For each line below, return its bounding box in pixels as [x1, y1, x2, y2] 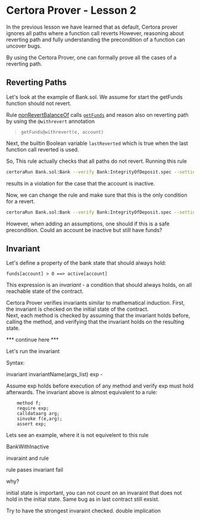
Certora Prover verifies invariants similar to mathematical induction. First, [6, 299, 185, 307]
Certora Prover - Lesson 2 [6, 4, 137, 17]
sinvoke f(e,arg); [17, 416, 62, 422]
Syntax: [6, 359, 25, 367]
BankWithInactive [6, 443, 49, 450]
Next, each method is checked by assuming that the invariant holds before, [6, 312, 190, 319]
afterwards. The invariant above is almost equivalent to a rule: [6, 389, 158, 396]
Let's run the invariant [6, 348, 60, 355]
